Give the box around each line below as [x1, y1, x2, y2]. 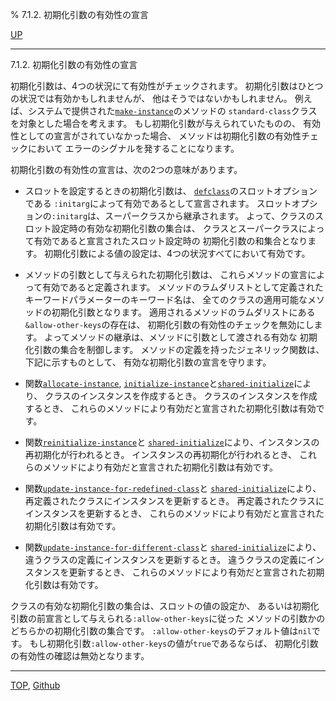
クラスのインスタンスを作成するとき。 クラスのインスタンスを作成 [44, 390, 318, 402]
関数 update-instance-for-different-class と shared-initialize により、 [24, 541, 322, 553]
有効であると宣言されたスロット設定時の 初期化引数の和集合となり [33, 235, 308, 247]
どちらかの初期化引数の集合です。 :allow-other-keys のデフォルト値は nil [10, 625, 312, 637]
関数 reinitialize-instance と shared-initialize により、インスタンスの [24, 436, 320, 448]
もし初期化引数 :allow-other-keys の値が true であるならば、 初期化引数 [29, 638, 319, 649]
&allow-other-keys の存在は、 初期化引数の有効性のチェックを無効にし [24, 319, 315, 330]
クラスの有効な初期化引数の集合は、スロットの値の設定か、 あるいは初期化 [10, 600, 320, 612]
